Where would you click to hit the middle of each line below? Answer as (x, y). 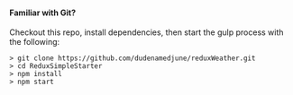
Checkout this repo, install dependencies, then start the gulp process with (146, 32)
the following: (35, 42)
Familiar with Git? (43, 13)
